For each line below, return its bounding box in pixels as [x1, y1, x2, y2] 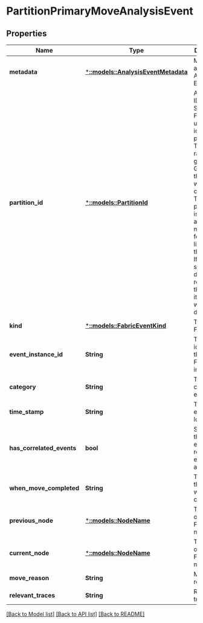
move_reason [9, 574, 50, 582]
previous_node [9, 517, 53, 525]
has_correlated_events [9, 444, 77, 452]
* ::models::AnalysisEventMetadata [85, 68, 188, 76]
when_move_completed [9, 484, 80, 492]
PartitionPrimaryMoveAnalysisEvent [6, 4, 193, 18]
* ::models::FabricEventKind [85, 321, 167, 330]
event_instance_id [9, 350, 63, 358]
